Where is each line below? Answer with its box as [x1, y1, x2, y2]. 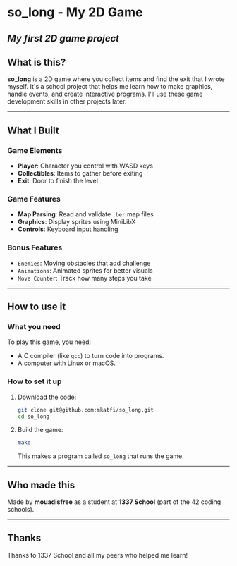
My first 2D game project [7, 32, 120, 44]
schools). [7, 505, 35, 514]
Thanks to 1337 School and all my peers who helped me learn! [7, 550, 188, 559]
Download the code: [17, 393, 77, 401]
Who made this [7, 479, 75, 491]
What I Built [7, 124, 59, 136]
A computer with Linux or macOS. [17, 359, 116, 367]
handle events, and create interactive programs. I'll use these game [7, 90, 203, 99]
